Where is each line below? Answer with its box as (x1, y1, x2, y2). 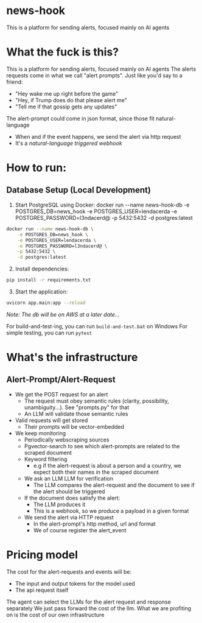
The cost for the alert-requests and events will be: (6, 568, 132, 575)
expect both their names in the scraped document (33, 468, 159, 476)
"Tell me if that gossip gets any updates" (15, 103, 117, 110)
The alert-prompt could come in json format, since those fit (6, 114, 155, 122)
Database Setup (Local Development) (6, 185, 151, 195)
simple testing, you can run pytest (6, 329, 92, 336)
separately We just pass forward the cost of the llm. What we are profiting (6, 604, 192, 612)
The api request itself (15, 586, 69, 594)
